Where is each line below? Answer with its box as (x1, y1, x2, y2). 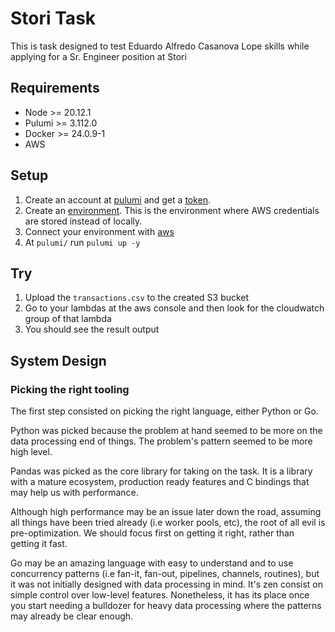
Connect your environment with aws (24, 225, 175, 237)
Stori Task (10, 7, 97, 30)
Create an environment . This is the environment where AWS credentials (24, 204, 320, 216)
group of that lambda (24, 313, 112, 325)
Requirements (10, 80, 100, 97)
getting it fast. (10, 538, 68, 550)
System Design (10, 352, 107, 369)
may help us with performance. (10, 487, 139, 499)
